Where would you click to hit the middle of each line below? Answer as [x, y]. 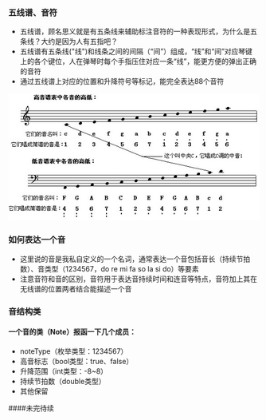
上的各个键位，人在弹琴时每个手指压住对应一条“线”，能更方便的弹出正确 [138, 61]
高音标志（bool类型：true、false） [76, 361]
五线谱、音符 [33, 12]
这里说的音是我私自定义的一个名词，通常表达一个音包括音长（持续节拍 [135, 259]
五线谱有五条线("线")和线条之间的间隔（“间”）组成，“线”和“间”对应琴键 [136, 52]
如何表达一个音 [37, 240]
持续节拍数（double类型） [63, 381]
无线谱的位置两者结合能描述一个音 [76, 288]
